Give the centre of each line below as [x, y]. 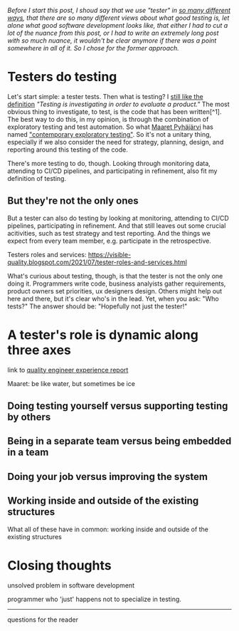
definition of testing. [37, 178]
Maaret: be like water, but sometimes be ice [71, 383]
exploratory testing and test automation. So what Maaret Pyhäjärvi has [110, 127]
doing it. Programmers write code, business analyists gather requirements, [117, 283]
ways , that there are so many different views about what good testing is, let [118, 18]
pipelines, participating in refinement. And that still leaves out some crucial [117, 225]
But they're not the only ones [73, 201]
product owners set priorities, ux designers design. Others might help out [115, 291]
